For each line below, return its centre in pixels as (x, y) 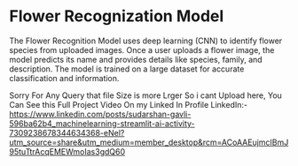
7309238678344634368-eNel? (67, 132)
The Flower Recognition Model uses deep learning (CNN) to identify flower (146, 41)
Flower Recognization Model (117, 16)
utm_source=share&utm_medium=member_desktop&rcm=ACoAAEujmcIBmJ (149, 142)
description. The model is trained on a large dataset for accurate (127, 69)
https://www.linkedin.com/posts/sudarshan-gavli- (100, 114)
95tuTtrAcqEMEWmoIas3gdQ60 (67, 151)
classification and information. (64, 78)
